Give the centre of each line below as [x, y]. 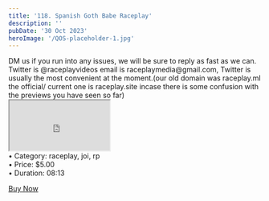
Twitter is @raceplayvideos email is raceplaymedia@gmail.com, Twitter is [130, 70]
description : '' [35, 23]
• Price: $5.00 [31, 165]
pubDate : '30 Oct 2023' [48, 31]
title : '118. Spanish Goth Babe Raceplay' [80, 16]
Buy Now [23, 189]
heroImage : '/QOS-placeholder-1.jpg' [71, 38]
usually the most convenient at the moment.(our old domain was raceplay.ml [134, 78]
